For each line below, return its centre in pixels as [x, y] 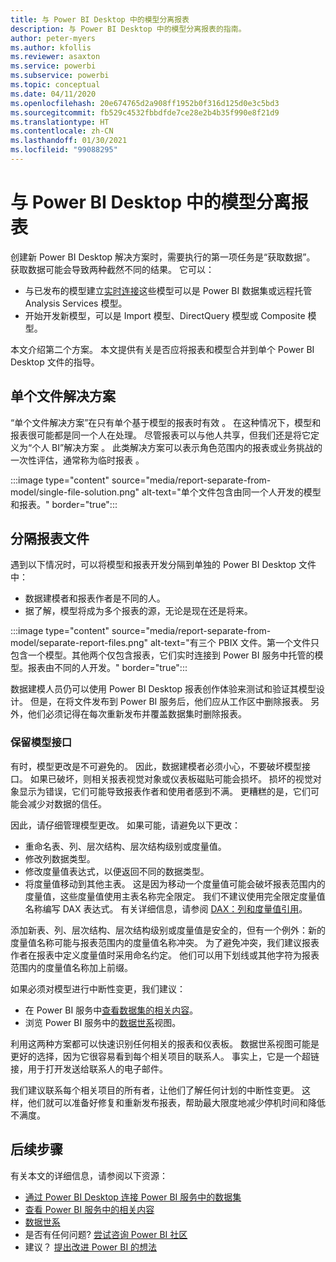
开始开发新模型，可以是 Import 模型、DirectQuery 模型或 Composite [165, 315]
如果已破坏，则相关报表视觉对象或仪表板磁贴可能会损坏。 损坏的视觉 [171, 778]
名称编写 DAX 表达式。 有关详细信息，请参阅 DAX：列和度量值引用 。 [166, 908]
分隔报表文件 [50, 539]
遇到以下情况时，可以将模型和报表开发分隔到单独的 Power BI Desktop [153, 565]
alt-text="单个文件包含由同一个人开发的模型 [231, 492]
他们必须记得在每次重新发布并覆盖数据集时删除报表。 [137, 714]
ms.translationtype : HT [60, 122]
